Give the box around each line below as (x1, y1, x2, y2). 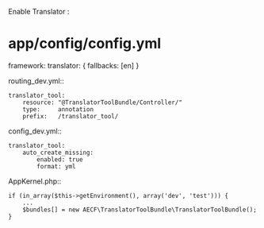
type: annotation (22, 105, 94, 114)
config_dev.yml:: (8, 126, 62, 136)
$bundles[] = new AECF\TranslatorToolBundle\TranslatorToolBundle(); (22, 206, 258, 214)
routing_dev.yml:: (8, 75, 65, 86)
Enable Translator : (8, 7, 70, 16)
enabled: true (36, 155, 83, 164)
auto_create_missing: (22, 149, 94, 157)
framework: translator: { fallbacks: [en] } (8, 60, 140, 70)
